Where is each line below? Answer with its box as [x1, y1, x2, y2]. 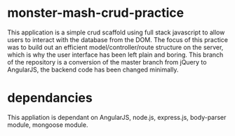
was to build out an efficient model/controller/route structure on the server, [7, 43, 224, 51]
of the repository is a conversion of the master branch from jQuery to [7, 57, 207, 66]
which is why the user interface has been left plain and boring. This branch [7, 50, 224, 59]
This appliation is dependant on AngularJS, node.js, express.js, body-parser [7, 113, 227, 121]
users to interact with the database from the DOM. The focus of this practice [7, 35, 229, 43]
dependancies [7, 90, 93, 106]
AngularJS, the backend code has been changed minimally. [7, 65, 179, 74]
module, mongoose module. [7, 121, 88, 129]
